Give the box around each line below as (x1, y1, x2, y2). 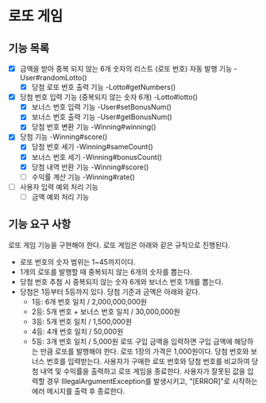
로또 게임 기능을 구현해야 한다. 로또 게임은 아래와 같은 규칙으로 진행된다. (8, 240, 230, 250)
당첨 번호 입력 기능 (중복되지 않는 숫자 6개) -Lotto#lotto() (19, 92, 199, 102)
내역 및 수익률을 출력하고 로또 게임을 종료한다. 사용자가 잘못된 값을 (40, 366, 246, 376)
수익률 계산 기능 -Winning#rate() (31, 172, 135, 181)
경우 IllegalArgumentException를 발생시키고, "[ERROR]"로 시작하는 (46, 376, 258, 386)
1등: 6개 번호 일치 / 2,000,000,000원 (31, 296, 148, 306)
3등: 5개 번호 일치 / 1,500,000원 (31, 316, 133, 326)
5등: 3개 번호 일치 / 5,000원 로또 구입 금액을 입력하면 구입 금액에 (31, 336, 233, 346)
